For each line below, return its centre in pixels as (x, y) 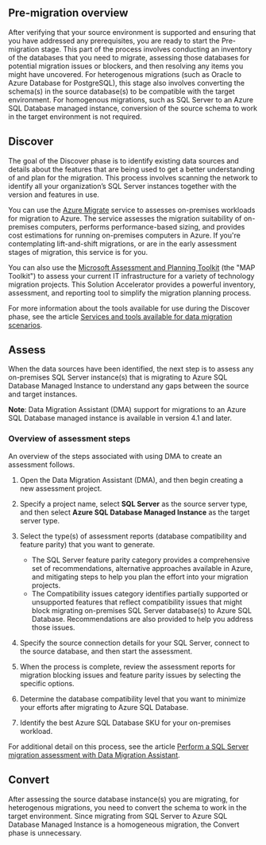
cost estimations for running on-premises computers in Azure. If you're (124, 235)
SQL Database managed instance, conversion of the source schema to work (133, 108)
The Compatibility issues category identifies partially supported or (140, 593)
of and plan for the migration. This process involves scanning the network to (133, 177)
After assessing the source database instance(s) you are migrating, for (124, 799)
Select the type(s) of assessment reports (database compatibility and (133, 536)
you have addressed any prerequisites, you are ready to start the (114, 41)
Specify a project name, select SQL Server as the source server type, (133, 504)
